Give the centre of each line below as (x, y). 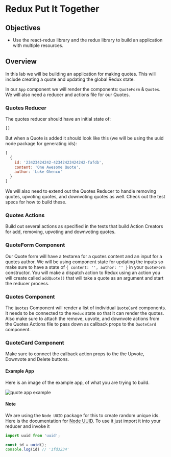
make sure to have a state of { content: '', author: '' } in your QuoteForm (86, 267)
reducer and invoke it (28, 426)
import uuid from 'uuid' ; (33, 436)
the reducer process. (27, 283)
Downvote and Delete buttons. (37, 359)
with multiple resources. (38, 45)
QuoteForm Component (35, 245)
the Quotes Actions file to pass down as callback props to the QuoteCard (81, 324)
